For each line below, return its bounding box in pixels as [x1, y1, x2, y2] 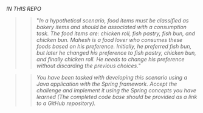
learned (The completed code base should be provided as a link [36, 94, 198, 100]
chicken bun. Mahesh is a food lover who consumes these [36, 36, 183, 43]
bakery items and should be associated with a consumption [36, 24, 187, 30]
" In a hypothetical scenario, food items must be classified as [36, 17, 189, 24]
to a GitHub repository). [36, 100, 96, 107]
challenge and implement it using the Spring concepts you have [36, 87, 196, 94]
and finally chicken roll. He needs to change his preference [36, 56, 185, 63]
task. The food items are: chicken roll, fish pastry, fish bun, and [36, 30, 196, 37]
